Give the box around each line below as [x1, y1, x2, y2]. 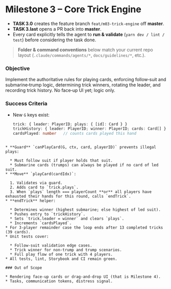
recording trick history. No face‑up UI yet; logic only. [5, 87, 116, 93]
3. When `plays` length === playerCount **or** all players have [10, 189, 152, 195]
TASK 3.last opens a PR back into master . [12, 26, 102, 32]
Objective [5, 65, 30, 72]
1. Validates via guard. [10, 180, 63, 186]
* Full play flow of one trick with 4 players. [10, 252, 113, 257]
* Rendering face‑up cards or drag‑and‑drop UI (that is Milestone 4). [5, 274, 161, 279]
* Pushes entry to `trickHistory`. [10, 212, 86, 217]
